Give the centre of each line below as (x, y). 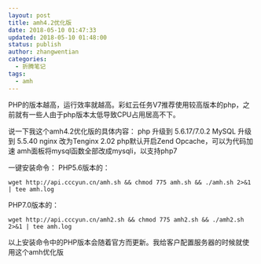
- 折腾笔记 (31, 67)
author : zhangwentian (44, 52)
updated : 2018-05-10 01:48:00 (58, 37)
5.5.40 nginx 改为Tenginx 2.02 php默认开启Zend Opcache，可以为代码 (132, 141)
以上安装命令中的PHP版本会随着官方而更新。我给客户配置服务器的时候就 (125, 242)
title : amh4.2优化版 (40, 23)
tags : (17, 74)
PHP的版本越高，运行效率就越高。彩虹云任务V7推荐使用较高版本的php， (126, 104)
